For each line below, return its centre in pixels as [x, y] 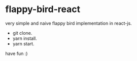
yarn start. [23, 43]
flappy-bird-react [43, 9]
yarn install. [25, 38]
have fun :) [16, 53]
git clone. [22, 33]
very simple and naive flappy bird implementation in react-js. [68, 23]
